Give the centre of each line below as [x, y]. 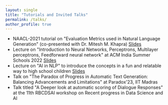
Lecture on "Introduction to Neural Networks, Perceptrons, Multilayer [86, 49]
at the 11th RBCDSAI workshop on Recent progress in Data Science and [88, 93]
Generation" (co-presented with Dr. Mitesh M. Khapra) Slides [77, 44]
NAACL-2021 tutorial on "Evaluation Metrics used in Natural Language [86, 39]
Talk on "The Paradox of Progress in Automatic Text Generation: [80, 76]
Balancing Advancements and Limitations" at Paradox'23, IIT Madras [85, 82]
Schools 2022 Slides [34, 60]
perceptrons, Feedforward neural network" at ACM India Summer [81, 55]
